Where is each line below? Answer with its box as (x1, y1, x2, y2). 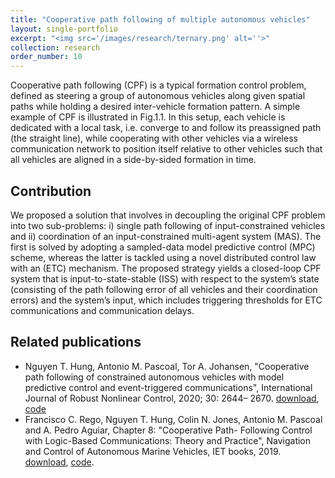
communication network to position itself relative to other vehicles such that (10, 143, 323, 155)
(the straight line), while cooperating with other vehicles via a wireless (10, 132, 298, 145)
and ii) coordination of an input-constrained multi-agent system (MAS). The (10, 230, 322, 242)
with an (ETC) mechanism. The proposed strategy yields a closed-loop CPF (10, 262, 322, 274)
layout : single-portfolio (10, 24, 118, 34)
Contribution (10, 182, 92, 200)
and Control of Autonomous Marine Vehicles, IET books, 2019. (24, 445, 282, 457)
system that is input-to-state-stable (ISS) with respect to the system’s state (10, 272, 320, 285)
